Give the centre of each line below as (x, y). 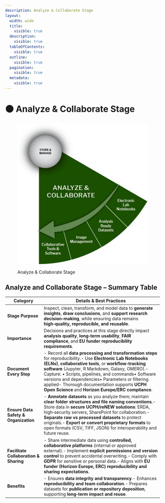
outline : (18, 57)
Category (23, 301)
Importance (19, 338)
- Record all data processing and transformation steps (101, 353)
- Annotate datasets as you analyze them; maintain (96, 397)
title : (16, 26)
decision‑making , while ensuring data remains (91, 318)
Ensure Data (20, 409)
